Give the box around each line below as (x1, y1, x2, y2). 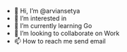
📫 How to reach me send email (13, 37, 106, 45)
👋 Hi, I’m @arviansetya (13, 7, 80, 15)
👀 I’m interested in (13, 14, 67, 22)
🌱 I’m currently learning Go (13, 22, 92, 30)
